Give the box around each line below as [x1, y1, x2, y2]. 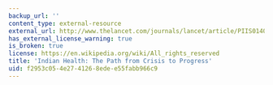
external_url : [8, 27, 57, 35]
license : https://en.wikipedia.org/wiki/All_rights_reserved [8, 49, 220, 57]
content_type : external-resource [8, 19, 122, 28]
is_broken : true [8, 42, 63, 50]
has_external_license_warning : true [8, 34, 132, 43]
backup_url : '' [8, 11, 60, 20]
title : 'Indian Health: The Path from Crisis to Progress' [8, 57, 213, 66]
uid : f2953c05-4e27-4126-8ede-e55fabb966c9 [8, 65, 158, 73]
